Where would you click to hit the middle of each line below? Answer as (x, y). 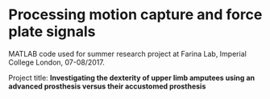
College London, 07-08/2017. (56, 62)
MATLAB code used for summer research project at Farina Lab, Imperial (128, 53)
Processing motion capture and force (135, 15)
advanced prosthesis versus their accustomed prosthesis (107, 86)
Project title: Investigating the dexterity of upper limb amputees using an (132, 77)
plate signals (52, 32)
